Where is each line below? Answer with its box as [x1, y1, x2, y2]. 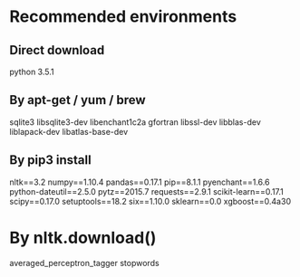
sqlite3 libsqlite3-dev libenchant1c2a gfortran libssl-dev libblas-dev [9, 116, 261, 128]
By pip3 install [9, 152, 92, 168]
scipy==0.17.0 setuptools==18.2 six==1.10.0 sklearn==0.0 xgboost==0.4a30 [9, 196, 292, 206]
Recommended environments [9, 6, 237, 27]
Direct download [9, 43, 105, 58]
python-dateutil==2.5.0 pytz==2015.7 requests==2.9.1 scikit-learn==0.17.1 [9, 186, 284, 196]
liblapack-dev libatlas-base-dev [9, 126, 129, 137]
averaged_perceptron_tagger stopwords [9, 257, 160, 268]
